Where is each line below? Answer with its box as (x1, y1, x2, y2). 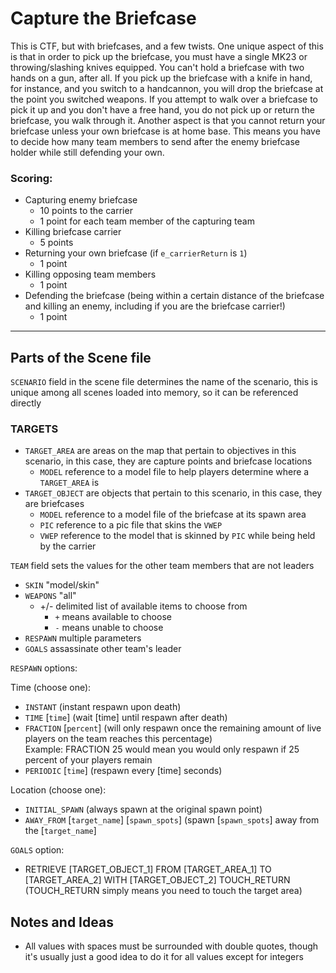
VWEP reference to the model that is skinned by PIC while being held (39, 530, 316, 542)
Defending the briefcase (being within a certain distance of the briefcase (24, 290, 325, 302)
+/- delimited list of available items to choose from (39, 600, 248, 612)
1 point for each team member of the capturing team (39, 215, 255, 227)
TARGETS (10, 422, 59, 436)
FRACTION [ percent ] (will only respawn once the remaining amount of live (24, 722, 322, 734)
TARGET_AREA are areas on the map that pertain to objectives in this (24, 445, 297, 457)
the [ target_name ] (24, 825, 97, 837)
